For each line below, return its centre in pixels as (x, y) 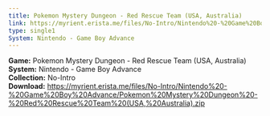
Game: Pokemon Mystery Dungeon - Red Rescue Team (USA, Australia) (127, 61)
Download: (27, 86)
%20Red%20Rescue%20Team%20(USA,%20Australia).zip (107, 103)
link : (17, 23)
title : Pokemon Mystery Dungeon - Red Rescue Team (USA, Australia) (125, 16)
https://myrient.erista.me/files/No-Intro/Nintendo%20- (137, 86)
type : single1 (32, 30)
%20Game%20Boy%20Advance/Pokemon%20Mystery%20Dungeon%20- (133, 95)
